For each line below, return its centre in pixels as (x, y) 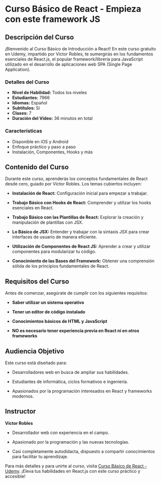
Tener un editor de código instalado (49, 312)
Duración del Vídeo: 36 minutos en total (52, 118)
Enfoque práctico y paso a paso (44, 147)
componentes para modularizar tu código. (54, 251)
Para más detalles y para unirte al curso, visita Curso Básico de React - (76, 466)
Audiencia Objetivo (35, 351)
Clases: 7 (22, 113)
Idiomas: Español (30, 103)
